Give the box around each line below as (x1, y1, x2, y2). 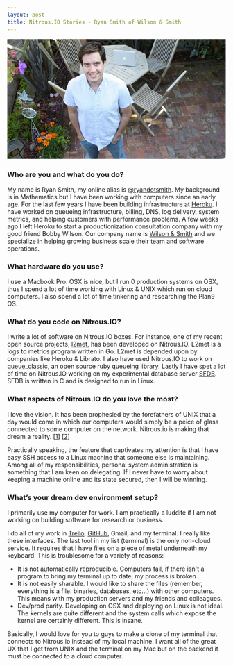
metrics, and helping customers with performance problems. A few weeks (7, 215, 218, 223)
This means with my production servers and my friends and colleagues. (17, 594, 223, 603)
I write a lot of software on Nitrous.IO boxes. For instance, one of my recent (7, 333, 223, 341)
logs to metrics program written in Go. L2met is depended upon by (7, 347, 198, 356)
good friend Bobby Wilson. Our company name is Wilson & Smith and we (7, 229, 216, 238)
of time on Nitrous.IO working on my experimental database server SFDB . (7, 369, 217, 378)
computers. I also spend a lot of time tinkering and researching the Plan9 (7, 292, 215, 301)
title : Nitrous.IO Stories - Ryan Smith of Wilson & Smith (7, 18, 182, 26)
